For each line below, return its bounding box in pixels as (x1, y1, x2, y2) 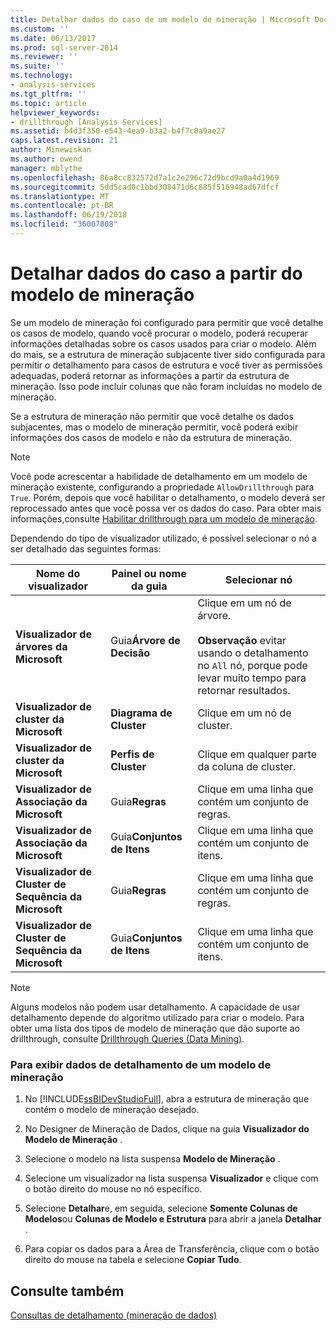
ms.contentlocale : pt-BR (10, 201, 114, 211)
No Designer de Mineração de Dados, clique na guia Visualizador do (24, 1123, 310, 1135)
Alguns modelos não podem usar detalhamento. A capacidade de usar (10, 1001, 301, 1013)
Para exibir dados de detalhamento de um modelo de (10, 1057, 272, 1071)
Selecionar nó (225, 572, 293, 586)
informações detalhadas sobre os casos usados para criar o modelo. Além (10, 337, 317, 350)
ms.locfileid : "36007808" (10, 219, 118, 230)
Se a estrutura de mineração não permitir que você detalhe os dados (10, 410, 294, 422)
